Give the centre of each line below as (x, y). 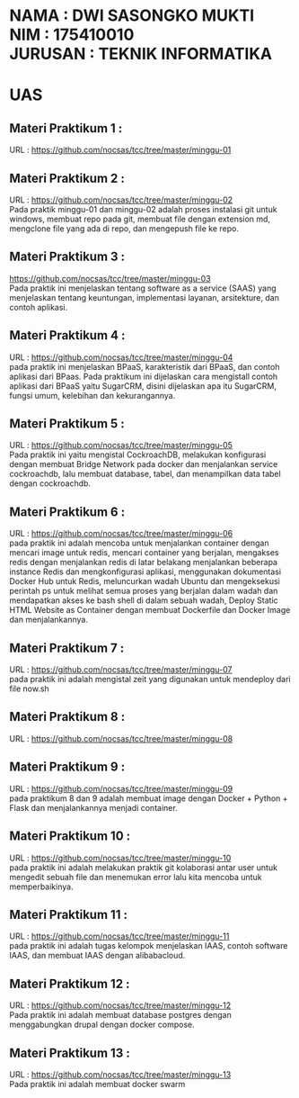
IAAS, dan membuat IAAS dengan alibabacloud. (97, 956)
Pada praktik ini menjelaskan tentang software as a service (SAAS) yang (143, 288)
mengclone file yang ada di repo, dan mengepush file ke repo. (124, 229)
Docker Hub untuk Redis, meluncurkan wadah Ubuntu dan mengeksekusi (145, 581)
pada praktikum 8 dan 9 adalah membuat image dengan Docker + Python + (149, 798)
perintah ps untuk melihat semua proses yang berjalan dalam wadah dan (144, 591)
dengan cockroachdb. (50, 483)
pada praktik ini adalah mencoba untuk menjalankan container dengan (139, 543)
